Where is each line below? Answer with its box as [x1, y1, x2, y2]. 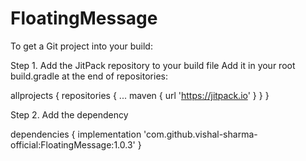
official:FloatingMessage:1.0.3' [10, 138, 136, 151]
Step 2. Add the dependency [10, 108, 129, 121]
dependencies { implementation [10, 128, 142, 140]
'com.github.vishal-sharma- [143, 128, 258, 140]
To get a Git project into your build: [10, 40, 153, 52]
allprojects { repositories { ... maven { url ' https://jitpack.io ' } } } [10, 89, 270, 101]
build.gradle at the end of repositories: [10, 70, 168, 82]
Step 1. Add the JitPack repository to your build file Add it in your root [10, 59, 296, 71]
